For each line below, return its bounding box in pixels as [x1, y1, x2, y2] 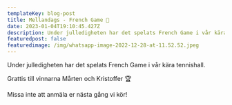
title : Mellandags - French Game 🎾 [7, 16, 110, 23]
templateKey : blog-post [7, 10, 76, 17]
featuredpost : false [7, 36, 67, 43]
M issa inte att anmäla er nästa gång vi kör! [7, 91, 128, 98]
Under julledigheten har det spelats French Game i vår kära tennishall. [7, 61, 206, 69]
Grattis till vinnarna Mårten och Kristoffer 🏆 [7, 75, 132, 82]
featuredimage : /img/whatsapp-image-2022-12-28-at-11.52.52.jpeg [7, 42, 199, 49]
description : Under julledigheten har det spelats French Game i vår [7, 29, 212, 36]
